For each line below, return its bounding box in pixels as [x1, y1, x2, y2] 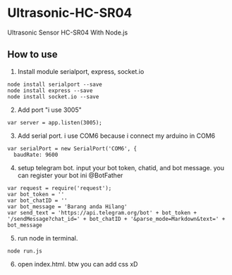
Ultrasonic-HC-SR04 [7, 5, 133, 21]
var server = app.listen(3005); [7, 119, 102, 126]
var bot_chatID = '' [7, 197, 68, 204]
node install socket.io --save [7, 93, 99, 100]
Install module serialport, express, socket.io [17, 67, 145, 75]
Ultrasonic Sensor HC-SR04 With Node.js [7, 28, 128, 37]
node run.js [7, 248, 42, 255]
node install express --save [7, 87, 93, 94]
